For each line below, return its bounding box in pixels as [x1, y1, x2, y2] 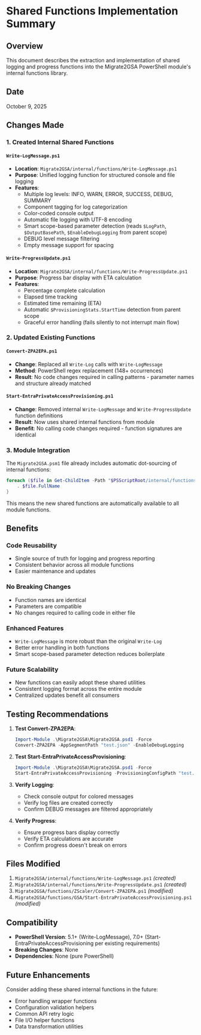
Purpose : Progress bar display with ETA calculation [14, 274, 142, 281]
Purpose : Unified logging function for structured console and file [14, 172, 175, 179]
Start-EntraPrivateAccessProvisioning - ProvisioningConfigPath [14, 770, 176, 776]
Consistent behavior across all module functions [14, 561, 135, 568]
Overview [6, 41, 44, 51]
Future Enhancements [6, 970, 91, 980]
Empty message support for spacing [23, 242, 114, 249]
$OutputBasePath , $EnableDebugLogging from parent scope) [23, 229, 167, 236]
